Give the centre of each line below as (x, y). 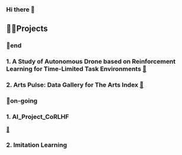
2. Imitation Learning (36, 145)
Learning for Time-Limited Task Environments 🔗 (76, 69)
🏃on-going (22, 101)
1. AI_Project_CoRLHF (38, 116)
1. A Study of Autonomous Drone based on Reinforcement (91, 62)
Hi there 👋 (21, 10)
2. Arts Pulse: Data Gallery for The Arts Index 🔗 (75, 85)
